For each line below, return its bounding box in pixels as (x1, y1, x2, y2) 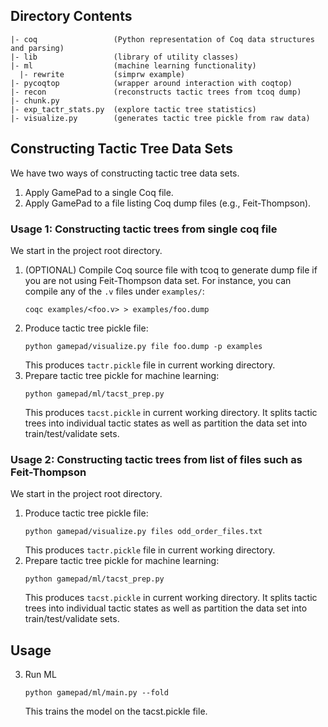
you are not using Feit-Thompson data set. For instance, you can (24, 274, 292, 286)
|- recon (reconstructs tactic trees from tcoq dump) (10, 87, 302, 97)
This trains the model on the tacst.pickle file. (24, 705, 208, 718)
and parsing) (10, 43, 65, 53)
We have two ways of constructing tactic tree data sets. (10, 167, 240, 179)
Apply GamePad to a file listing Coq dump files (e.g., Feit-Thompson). (24, 197, 312, 209)
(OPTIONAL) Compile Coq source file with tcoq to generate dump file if (24, 264, 318, 276)
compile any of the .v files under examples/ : (24, 285, 205, 297)
